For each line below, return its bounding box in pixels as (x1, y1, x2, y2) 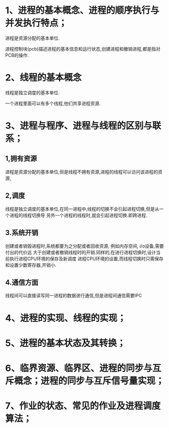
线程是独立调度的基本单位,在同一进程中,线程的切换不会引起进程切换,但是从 (5, 206, 160, 212)
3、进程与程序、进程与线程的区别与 (5, 120, 153, 132)
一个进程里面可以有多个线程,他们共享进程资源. (5, 100, 101, 106)
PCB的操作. (5, 52, 29, 58)
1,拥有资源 (5, 154, 37, 163)
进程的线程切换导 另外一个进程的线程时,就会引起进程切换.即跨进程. (9, 212, 148, 218)
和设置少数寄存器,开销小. (5, 262, 57, 268)
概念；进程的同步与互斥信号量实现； (14, 375, 165, 386)
